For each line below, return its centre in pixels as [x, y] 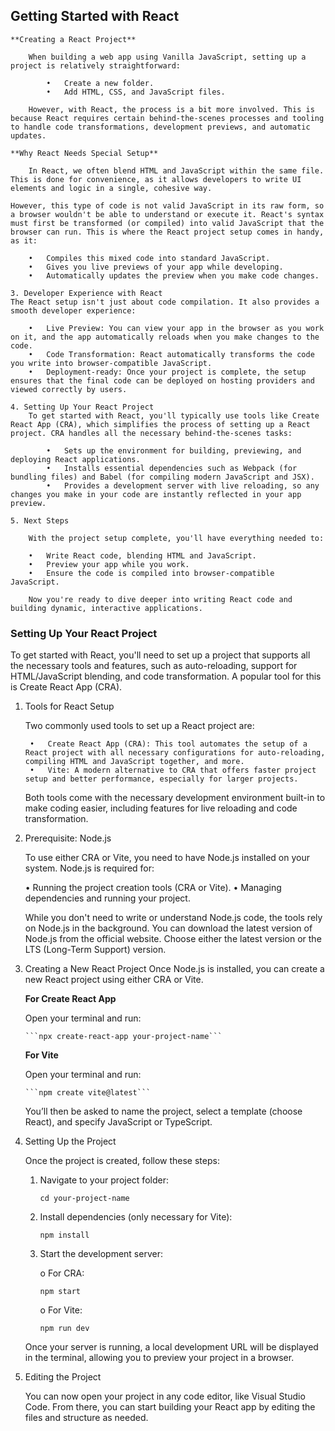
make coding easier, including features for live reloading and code [161, 808]
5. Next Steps [40, 520]
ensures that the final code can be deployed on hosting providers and [162, 380]
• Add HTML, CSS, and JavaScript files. [136, 92]
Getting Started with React [95, 16]
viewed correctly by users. [69, 389]
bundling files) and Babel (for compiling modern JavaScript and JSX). [162, 477]
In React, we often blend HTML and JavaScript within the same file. [176, 170]
